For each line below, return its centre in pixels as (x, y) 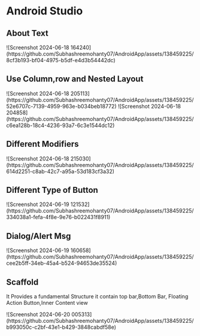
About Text (28, 33)
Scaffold (22, 282)
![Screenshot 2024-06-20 (38, 314)
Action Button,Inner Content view (47, 303)
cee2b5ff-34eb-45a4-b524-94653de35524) (62, 263)
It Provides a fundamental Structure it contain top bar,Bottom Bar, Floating (97, 296)
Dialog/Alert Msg (39, 236)
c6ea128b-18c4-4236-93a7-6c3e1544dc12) (60, 125)
